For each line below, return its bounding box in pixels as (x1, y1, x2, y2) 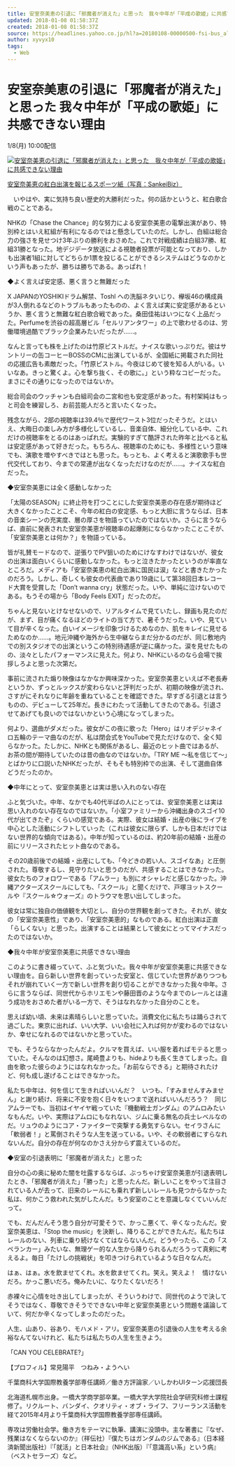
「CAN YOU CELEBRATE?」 (7, 1348, 87, 1357)
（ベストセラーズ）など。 (7, 1451, 80, 1460)
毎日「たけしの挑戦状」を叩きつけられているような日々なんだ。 (31, 1253, 215, 1262)
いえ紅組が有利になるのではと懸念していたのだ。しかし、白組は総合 (31, 227, 228, 236)
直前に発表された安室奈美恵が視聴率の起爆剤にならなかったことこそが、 (19, 524, 228, 533)
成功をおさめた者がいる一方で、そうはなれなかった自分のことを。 (13, 997, 204, 1006)
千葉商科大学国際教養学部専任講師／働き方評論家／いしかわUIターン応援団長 (7, 1378, 228, 1386)
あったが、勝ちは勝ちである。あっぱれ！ (31, 262, 148, 271)
